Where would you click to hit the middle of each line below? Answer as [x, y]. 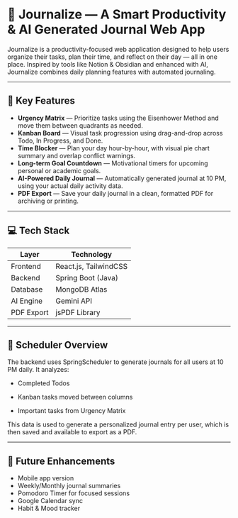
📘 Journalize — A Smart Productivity [117, 15]
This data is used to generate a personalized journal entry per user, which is [118, 424]
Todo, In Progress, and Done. [60, 140]
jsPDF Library [78, 312]
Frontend [26, 266]
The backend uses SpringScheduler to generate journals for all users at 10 [116, 362]
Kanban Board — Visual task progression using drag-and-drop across [120, 133]
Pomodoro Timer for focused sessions [73, 493]
